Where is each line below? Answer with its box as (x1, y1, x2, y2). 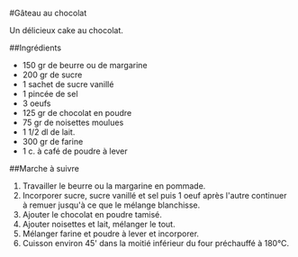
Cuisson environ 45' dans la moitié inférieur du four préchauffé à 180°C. (22, 238, 290, 248)
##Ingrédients (9, 42, 61, 53)
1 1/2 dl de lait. (22, 127, 76, 137)
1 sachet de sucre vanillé (22, 79, 114, 89)
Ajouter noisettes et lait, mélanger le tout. (22, 219, 176, 229)
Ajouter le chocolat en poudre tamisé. (22, 209, 162, 219)
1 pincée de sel (22, 89, 78, 99)
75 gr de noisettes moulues (22, 117, 124, 128)
